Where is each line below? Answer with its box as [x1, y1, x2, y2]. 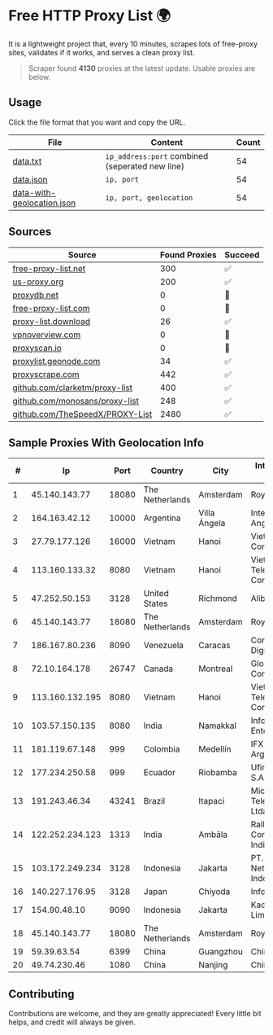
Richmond [198, 593, 237, 604]
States [143, 598, 168, 609]
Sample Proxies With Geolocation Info [8, 436, 205, 450]
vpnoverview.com [12, 329, 81, 340]
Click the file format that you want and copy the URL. [8, 117, 185, 127]
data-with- [12, 186, 57, 198]
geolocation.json [12, 197, 76, 208]
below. [28, 72, 51, 81]
